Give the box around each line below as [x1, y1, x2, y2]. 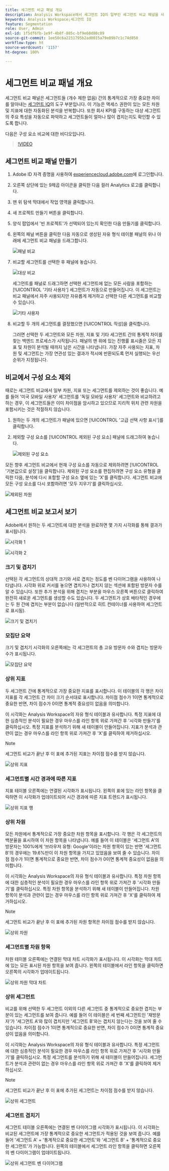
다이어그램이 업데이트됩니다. [16, 1149, 71, 1156]
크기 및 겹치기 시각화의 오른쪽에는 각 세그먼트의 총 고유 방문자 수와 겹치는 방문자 [5, 645, 162, 651]
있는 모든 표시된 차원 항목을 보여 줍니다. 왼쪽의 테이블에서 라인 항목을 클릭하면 [10, 962, 163, 968]
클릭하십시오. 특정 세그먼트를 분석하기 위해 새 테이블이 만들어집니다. [16, 1054, 149, 1060]
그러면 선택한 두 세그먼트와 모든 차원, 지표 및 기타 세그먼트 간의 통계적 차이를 [12, 332, 163, 338]
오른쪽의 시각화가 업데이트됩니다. [5, 969, 70, 975]
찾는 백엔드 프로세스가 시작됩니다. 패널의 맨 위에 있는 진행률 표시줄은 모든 [12, 338, 156, 344]
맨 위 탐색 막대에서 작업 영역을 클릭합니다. [12, 199, 95, 205]
